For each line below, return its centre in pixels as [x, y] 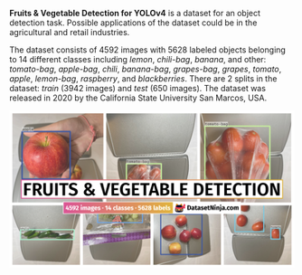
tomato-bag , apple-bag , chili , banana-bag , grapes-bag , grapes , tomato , [146, 69]
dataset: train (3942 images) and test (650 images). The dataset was [138, 88]
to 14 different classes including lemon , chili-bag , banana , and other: [138, 59]
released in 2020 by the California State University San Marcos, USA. [138, 98]
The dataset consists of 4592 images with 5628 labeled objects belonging [148, 50]
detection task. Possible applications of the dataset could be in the [133, 23]
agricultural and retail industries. [70, 32]
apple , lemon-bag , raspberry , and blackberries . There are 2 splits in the [143, 79]
